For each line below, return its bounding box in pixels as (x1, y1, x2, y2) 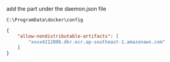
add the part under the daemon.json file (6, 5, 106, 12)
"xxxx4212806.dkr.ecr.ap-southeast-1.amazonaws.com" (28, 39, 166, 45)
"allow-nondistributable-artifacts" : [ (17, 33, 119, 39)
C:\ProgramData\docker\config (6, 17, 84, 23)
